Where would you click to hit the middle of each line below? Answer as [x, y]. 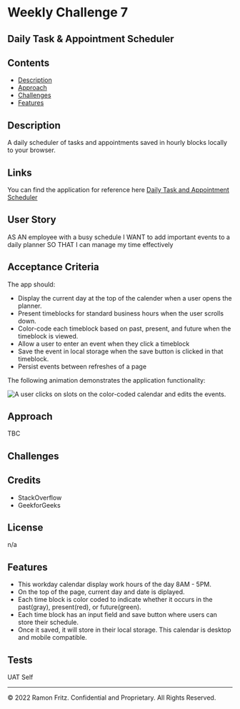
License [25, 528]
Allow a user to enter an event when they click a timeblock [104, 343]
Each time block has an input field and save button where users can [117, 615]
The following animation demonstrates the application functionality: [106, 380]
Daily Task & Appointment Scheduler [91, 39]
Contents [29, 62]
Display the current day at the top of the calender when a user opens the [125, 298]
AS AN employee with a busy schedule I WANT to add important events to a [119, 237]
